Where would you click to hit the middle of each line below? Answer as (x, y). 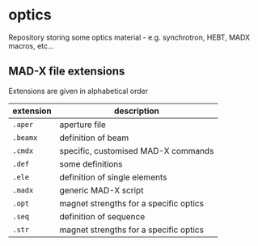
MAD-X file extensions (67, 72)
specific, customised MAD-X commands (137, 151)
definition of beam (94, 138)
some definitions (91, 163)
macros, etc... (31, 45)
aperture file (83, 125)
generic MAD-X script (102, 190)
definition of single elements (113, 177)
